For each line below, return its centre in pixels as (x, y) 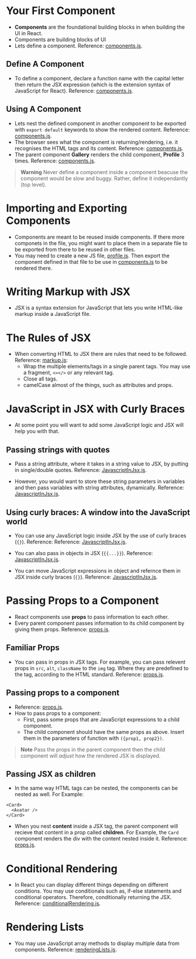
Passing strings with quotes (58, 450)
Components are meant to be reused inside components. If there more (99, 237)
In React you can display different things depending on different (91, 885)
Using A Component (44, 109)
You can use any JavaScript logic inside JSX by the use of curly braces (100, 535)
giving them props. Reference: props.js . (62, 629)
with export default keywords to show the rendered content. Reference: (102, 130)
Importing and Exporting (67, 208)
